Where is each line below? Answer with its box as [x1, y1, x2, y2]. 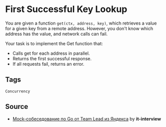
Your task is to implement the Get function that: [5, 40, 103, 46]
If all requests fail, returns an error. [12, 61, 85, 67]
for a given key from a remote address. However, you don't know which [5, 25, 153, 31]
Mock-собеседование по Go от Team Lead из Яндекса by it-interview [12, 115, 161, 121]
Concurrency [5, 89, 30, 94]
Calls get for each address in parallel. [12, 50, 90, 56]
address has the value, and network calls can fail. [5, 31, 108, 37]
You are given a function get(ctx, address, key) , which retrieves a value [5, 20, 157, 26]
